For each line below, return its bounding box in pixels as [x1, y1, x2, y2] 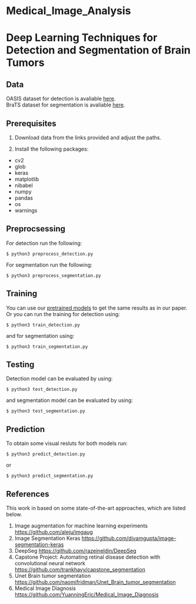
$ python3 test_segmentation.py [6, 408, 85, 414]
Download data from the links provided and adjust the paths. [14, 134, 162, 141]
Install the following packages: [14, 145, 89, 152]
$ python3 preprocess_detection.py [6, 251, 94, 257]
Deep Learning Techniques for [6, 31, 158, 45]
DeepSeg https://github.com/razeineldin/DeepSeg [14, 547, 137, 555]
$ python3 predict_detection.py [6, 452, 85, 457]
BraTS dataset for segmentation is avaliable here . [6, 101, 125, 108]
